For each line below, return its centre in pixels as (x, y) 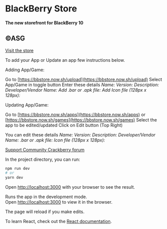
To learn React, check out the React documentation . (59, 222)
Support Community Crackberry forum (45, 149)
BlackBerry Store (41, 9)
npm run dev (17, 168)
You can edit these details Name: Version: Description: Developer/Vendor (80, 134)
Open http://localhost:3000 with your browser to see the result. (70, 187)
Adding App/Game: (25, 70)
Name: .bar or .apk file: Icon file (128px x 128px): (55, 140)
